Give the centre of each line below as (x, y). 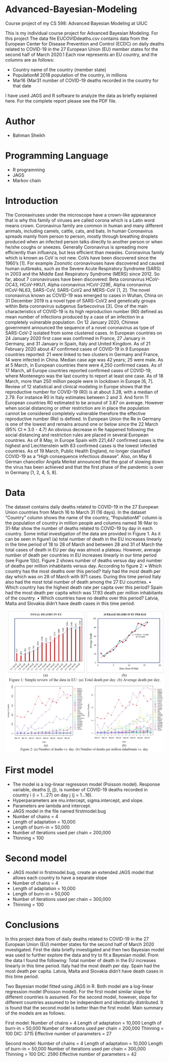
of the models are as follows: (35, 1013)
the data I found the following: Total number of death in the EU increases (81, 960)
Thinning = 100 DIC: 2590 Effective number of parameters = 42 (71, 1054)
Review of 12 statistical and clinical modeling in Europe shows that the (78, 386)
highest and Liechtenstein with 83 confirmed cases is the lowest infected (81, 445)
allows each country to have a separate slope (60, 878)
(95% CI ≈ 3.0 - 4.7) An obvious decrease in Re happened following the (79, 429)
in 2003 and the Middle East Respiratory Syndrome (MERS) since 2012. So (82, 274)
